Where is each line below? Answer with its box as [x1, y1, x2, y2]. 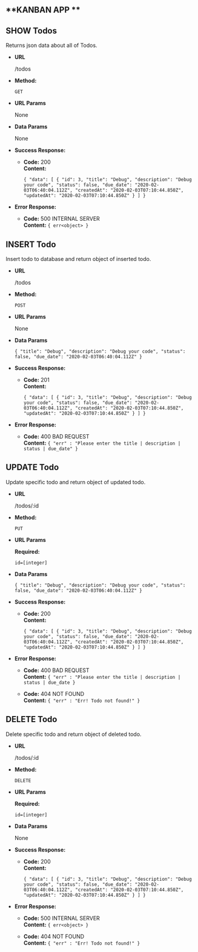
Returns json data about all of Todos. [5, 42, 97, 49]
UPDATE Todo [5, 462, 59, 473]
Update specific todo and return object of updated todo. [5, 478, 146, 485]
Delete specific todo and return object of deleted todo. [5, 730, 142, 738]
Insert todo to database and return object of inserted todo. [5, 255, 151, 263]
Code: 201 [23, 377, 50, 384]
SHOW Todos [5, 26, 58, 36]
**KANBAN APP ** [5, 5, 81, 15]
